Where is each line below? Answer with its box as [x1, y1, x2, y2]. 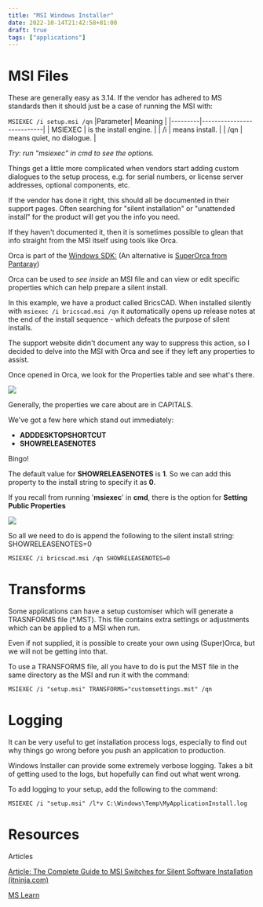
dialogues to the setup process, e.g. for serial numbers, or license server [8, 172, 243, 181]
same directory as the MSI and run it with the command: [8, 670, 190, 679]
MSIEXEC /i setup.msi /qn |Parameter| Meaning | [8, 117, 167, 126]
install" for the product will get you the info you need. [8, 213, 181, 222]
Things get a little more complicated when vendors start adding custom [8, 164, 239, 173]
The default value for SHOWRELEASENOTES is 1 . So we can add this [8, 469, 232, 479]
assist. [8, 355, 30, 365]
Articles [8, 852, 34, 861]
